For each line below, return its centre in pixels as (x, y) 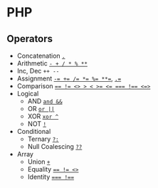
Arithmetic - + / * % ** (52, 63)
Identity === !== (51, 177)
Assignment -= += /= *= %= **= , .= (69, 78)
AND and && (45, 101)
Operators (30, 39)
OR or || (41, 109)
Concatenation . (41, 56)
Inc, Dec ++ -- (38, 71)
